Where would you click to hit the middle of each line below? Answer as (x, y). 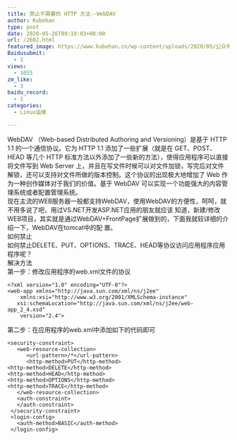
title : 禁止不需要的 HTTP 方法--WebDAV (62, 14)
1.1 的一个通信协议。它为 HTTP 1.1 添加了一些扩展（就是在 (90, 148)
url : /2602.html (31, 40)
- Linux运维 (30, 112)
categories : (25, 106)
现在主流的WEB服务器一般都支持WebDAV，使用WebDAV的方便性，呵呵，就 (117, 201)
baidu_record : (28, 92)
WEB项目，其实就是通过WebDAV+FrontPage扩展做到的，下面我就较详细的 (115, 219)
